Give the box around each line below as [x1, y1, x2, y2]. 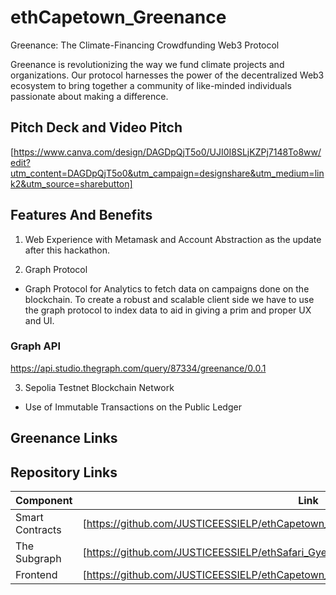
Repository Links [10, 464, 118, 481]
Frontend [15, 568, 58, 582]
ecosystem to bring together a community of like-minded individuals [10, 79, 292, 91]
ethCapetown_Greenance [10, 6, 227, 29]
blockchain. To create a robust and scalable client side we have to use [24, 293, 315, 305]
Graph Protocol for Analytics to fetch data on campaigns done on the [24, 282, 310, 295]
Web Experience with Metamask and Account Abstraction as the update [24, 233, 322, 245]
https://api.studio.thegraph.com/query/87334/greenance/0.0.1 [10, 362, 267, 374]
